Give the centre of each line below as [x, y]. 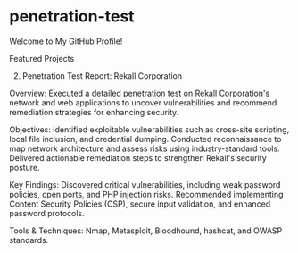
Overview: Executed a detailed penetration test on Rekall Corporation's [140, 93]
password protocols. [47, 213]
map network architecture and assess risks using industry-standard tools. [145, 148]
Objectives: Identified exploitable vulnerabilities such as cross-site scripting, [149, 129]
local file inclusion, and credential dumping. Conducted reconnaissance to [145, 139]
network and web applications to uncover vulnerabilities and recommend [143, 102]
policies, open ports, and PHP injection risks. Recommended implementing [146, 194]
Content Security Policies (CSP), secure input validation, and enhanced [140, 204]
